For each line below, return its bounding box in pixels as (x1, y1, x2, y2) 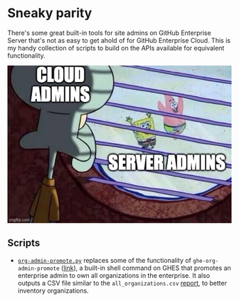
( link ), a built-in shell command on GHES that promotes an (60, 264, 231, 272)
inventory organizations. (17, 286, 89, 295)
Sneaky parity (7, 5, 92, 21)
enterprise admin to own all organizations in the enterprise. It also (17, 271, 211, 279)
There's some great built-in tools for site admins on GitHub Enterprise (7, 28, 211, 37)
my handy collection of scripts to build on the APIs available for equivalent (7, 43, 225, 52)
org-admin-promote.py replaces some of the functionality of (17, 256, 192, 264)
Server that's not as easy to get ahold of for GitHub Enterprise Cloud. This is (7, 36, 231, 44)
